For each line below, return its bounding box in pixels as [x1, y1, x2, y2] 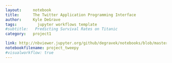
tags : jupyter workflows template [5, 22, 97, 27]
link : [5, 40, 17, 46]
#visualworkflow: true [5, 50, 54, 55]
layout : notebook [5, 7, 52, 13]
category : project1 [5, 31, 52, 36]
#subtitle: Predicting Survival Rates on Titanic [5, 27, 118, 32]
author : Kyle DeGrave [5, 17, 60, 22]
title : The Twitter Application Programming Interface [5, 12, 137, 17]
